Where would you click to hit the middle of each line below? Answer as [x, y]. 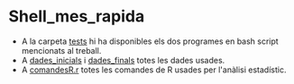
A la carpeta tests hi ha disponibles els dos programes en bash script [150, 41]
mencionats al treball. [61, 50]
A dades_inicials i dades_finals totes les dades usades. [123, 60]
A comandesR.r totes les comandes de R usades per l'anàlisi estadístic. [154, 70]
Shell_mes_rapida [77, 17]
